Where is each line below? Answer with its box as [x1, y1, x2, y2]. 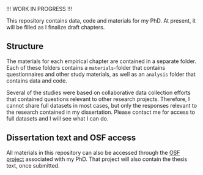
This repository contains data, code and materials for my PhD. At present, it [6, 17, 196, 24]
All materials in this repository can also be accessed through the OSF [6, 149, 180, 156]
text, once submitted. [6, 162, 60, 169]
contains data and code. [6, 76, 67, 84]
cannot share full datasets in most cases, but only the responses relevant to [6, 102, 197, 109]
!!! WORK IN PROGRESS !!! [6, 6, 72, 12]
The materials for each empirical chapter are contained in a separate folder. [6, 58, 197, 65]
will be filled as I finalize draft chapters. [6, 24, 105, 31]
